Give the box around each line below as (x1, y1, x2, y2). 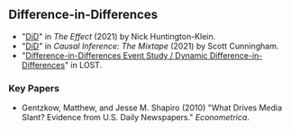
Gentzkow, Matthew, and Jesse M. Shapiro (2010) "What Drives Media (21, 102, 283, 113)
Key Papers (8, 82, 60, 94)
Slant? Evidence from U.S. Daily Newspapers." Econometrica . (21, 112, 250, 123)
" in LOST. (64, 59, 103, 70)
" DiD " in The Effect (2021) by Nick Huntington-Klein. (21, 31, 216, 41)
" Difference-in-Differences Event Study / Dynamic (21, 49, 208, 61)
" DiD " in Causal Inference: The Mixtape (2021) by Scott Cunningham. (21, 40, 279, 51)
